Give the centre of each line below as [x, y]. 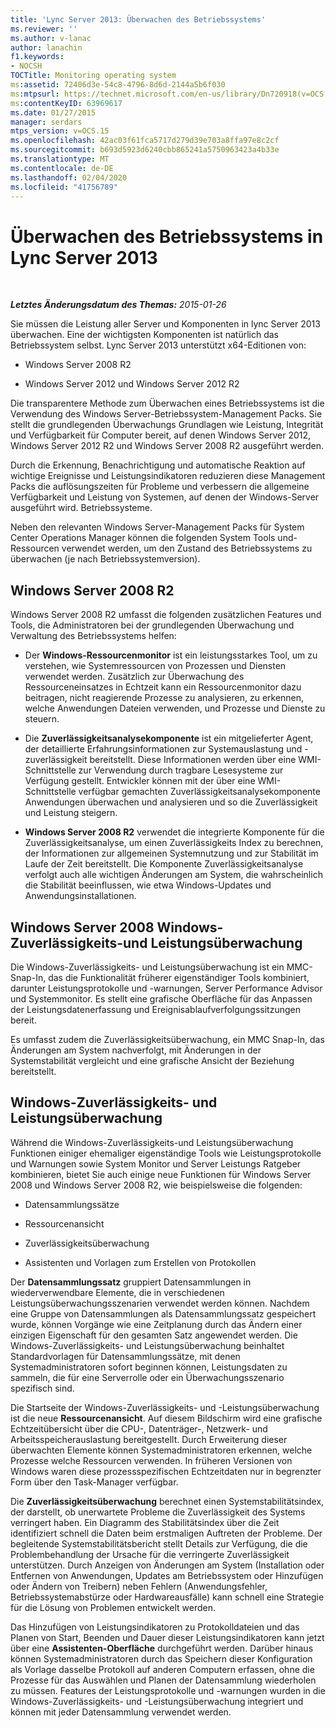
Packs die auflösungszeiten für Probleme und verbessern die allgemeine [160, 487]
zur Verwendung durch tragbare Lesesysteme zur [181, 770]
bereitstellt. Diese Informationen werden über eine [193, 760]
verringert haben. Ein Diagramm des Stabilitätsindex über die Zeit [145, 1522]
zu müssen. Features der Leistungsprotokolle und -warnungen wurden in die [168, 1690]
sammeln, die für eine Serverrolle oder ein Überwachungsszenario [147, 1377]
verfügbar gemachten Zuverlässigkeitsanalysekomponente [199, 792]
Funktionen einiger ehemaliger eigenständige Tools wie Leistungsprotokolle [166, 1153]
